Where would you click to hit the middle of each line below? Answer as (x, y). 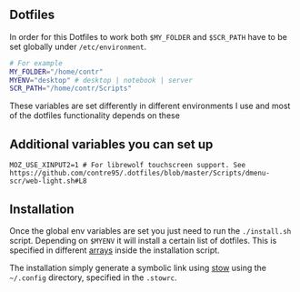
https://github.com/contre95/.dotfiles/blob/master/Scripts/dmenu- (140, 173)
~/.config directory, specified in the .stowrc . (93, 277)
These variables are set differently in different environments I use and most (150, 106)
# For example (36, 63)
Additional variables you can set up (111, 144)
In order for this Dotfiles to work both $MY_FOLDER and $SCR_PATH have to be (149, 36)
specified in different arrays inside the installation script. (115, 250)
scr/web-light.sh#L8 (49, 181)
